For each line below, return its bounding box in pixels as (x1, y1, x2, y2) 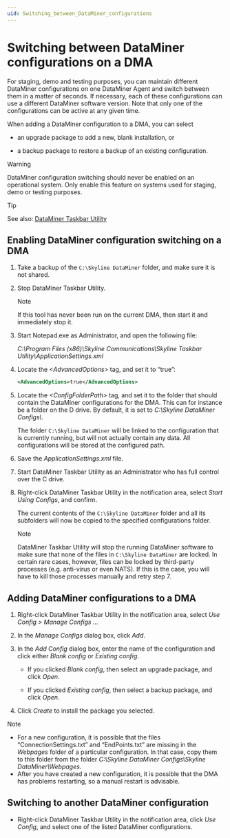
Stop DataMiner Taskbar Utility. (17, 284, 106, 293)
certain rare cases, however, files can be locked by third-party (17, 558, 194, 566)
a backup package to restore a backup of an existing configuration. (17, 146, 209, 155)
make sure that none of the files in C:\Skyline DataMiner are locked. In (17, 550, 218, 558)
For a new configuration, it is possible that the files (17, 733, 160, 742)
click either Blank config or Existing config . (17, 652, 140, 660)
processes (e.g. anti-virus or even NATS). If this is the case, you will (17, 565, 210, 574)
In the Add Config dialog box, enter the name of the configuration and (17, 645, 216, 653)
